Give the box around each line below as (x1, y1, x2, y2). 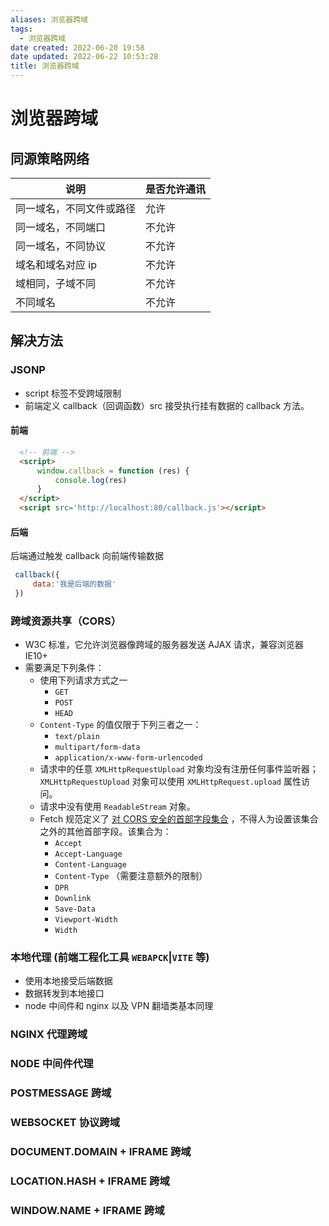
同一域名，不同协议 (15, 239, 107, 253)
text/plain (54, 732, 100, 742)
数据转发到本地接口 (24, 987, 105, 1000)
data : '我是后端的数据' (32, 579, 117, 590)
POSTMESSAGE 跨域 (10, 1086, 112, 1100)
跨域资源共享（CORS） (10, 614, 122, 628)
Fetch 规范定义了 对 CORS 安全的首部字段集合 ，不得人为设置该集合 (39, 813, 319, 825)
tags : (10, 24, 33, 34)
